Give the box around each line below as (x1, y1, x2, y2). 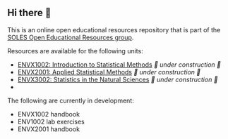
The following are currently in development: (7, 96, 134, 105)
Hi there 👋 (7, 7, 52, 19)
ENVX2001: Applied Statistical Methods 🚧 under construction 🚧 (17, 67, 201, 76)
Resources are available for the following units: (7, 46, 143, 55)
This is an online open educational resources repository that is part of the (7, 25, 221, 34)
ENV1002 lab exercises (17, 117, 85, 126)
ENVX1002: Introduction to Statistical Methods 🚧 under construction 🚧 (17, 60, 221, 69)
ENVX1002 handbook (17, 110, 80, 118)
